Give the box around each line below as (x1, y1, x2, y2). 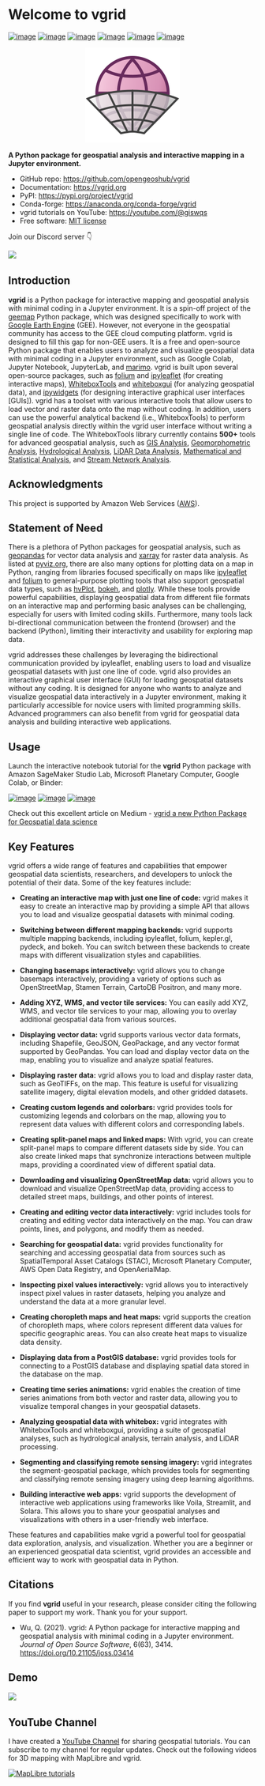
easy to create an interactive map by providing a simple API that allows (19, 901, 250, 911)
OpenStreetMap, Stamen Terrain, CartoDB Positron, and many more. (19, 983, 242, 991)
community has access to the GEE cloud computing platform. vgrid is (8, 328, 233, 338)
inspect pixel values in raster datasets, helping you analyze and (19, 1289, 226, 1297)
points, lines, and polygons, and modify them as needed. (19, 1224, 204, 1233)
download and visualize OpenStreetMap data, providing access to (19, 1184, 234, 1193)
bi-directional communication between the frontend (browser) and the (8, 618, 237, 628)
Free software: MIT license (19, 216, 106, 225)
